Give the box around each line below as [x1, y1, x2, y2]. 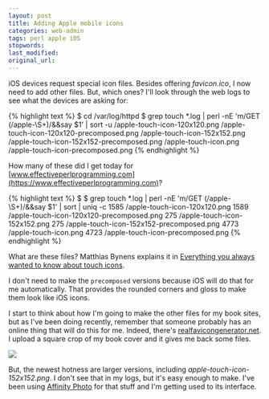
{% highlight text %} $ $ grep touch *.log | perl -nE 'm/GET [8, 193, 203, 203]
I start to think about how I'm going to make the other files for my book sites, [8, 308, 261, 318]
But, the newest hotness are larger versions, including [8, 364, 187, 374]
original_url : [8, 57, 56, 65]
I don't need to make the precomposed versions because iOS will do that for [8, 275, 255, 285]
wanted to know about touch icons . [8, 260, 125, 270]
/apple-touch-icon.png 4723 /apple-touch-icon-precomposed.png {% [8, 227, 241, 237]
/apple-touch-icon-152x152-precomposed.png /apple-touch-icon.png [8, 136, 239, 146]
